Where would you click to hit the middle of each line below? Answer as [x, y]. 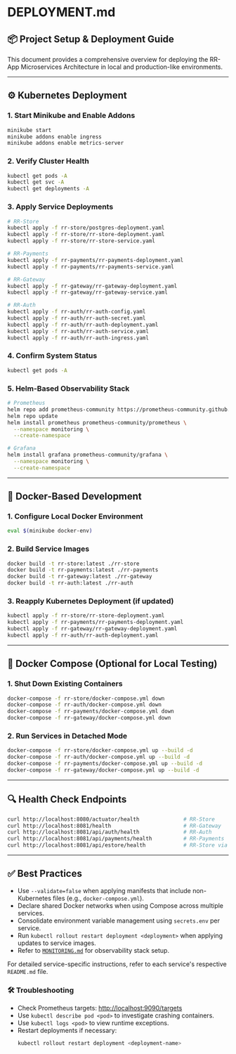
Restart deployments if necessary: [67, 1031]
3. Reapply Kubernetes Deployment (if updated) [91, 601]
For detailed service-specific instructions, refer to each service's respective [117, 964]
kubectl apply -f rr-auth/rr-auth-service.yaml [78, 331]
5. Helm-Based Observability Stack [68, 389]
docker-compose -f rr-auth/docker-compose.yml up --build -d [99, 757]
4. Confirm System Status [52, 356]
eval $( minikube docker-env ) [50, 531]
